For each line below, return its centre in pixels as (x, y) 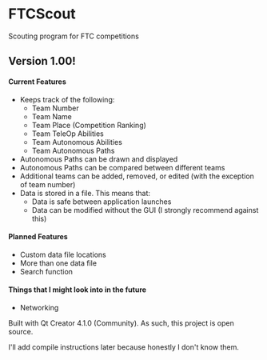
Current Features (37, 82)
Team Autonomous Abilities (77, 142)
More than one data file (58, 263)
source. (21, 331)
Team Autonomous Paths (73, 150)
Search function (46, 271)
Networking (39, 307)
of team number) (48, 184)
